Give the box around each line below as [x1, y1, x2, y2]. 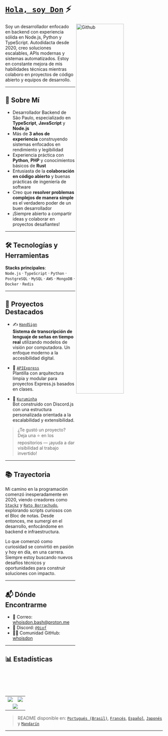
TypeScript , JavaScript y [12, 120, 65, 126]
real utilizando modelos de [12, 339, 67, 345]
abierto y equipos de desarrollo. [5, 77, 71, 83]
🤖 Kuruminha [12, 396, 37, 402]
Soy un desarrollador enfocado [5, 23, 69, 30]
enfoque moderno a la [12, 350, 58, 356]
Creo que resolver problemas [12, 189, 74, 195]
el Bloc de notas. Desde [5, 513, 54, 519]
